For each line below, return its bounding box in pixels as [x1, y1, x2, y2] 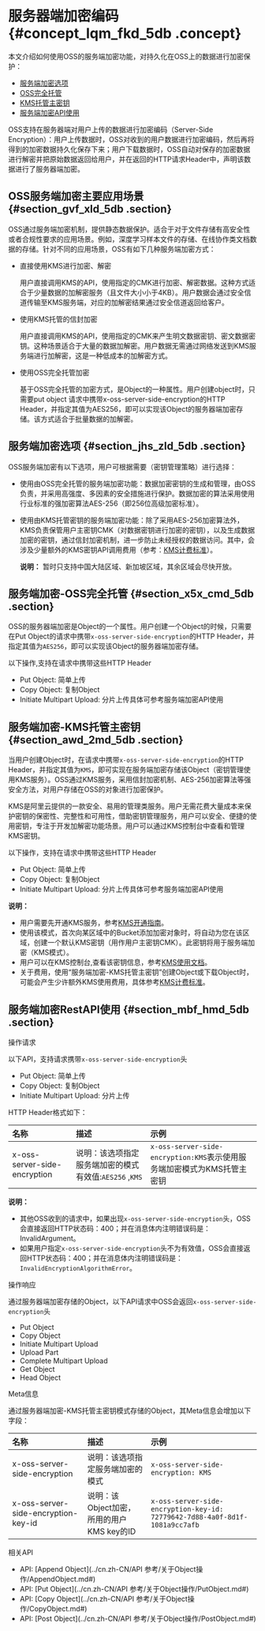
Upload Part [19, 1348, 59, 1357]
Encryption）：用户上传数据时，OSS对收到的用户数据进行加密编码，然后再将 [8, 134, 255, 144]
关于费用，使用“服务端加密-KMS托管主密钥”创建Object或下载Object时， [19, 967, 254, 977]
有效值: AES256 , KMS [76, 1171, 143, 1182]
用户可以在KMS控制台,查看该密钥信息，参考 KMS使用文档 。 [19, 958, 211, 967]
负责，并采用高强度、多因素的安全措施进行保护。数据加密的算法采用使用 [19, 488, 255, 498]
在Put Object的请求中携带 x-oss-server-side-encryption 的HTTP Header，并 [8, 631, 255, 641]
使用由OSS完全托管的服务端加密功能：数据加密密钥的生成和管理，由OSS [19, 479, 256, 488]
